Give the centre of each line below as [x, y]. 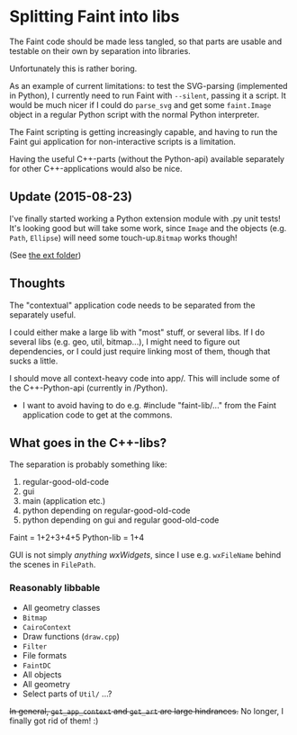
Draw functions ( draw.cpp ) [71, 636]
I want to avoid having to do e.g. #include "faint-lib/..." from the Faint [149, 405]
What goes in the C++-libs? [88, 443]
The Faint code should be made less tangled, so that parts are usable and [145, 41]
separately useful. [43, 314]
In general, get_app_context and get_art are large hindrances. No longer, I [146, 711]
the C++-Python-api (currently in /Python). [89, 388]
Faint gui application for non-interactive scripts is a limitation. [122, 141]
